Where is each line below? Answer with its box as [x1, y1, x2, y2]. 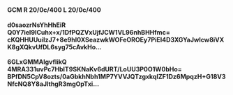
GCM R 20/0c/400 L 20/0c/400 [7, 6, 101, 14]
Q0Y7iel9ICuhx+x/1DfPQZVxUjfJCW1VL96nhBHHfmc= [7, 28, 171, 37]
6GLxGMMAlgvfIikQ [7, 58, 68, 66]
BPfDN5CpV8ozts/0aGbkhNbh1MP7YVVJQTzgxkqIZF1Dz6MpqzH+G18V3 [7, 73, 226, 81]
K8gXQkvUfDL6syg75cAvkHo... [7, 43, 103, 51]
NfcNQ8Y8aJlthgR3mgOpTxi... [7, 80, 100, 88]
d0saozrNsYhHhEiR [7, 21, 66, 29]
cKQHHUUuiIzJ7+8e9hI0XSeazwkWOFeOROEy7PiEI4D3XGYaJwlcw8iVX [7, 35, 225, 44]
